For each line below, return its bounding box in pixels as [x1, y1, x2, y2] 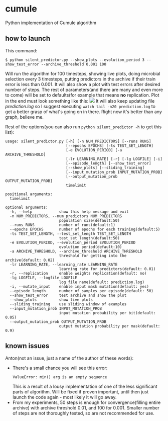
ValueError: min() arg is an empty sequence [12, 374, 107, 380]
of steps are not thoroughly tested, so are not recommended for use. [12, 410, 154, 416]
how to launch [5, 34, 51, 43]
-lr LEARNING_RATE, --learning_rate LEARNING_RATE [10, 262, 118, 267]
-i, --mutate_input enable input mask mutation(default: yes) [10, 284, 149, 289]
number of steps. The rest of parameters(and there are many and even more [5, 87, 163, 93]
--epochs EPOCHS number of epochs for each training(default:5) [10, 227, 160, 232]
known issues [5, 342, 50, 350]
